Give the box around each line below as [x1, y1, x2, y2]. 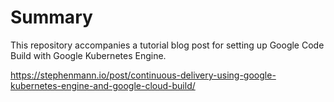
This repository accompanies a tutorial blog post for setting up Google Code [10, 39, 325, 51]
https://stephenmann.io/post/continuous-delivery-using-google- [10, 69, 277, 81]
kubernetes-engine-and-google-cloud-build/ [10, 79, 196, 91]
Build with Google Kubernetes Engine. [10, 49, 167, 61]
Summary [10, 6, 93, 29]
